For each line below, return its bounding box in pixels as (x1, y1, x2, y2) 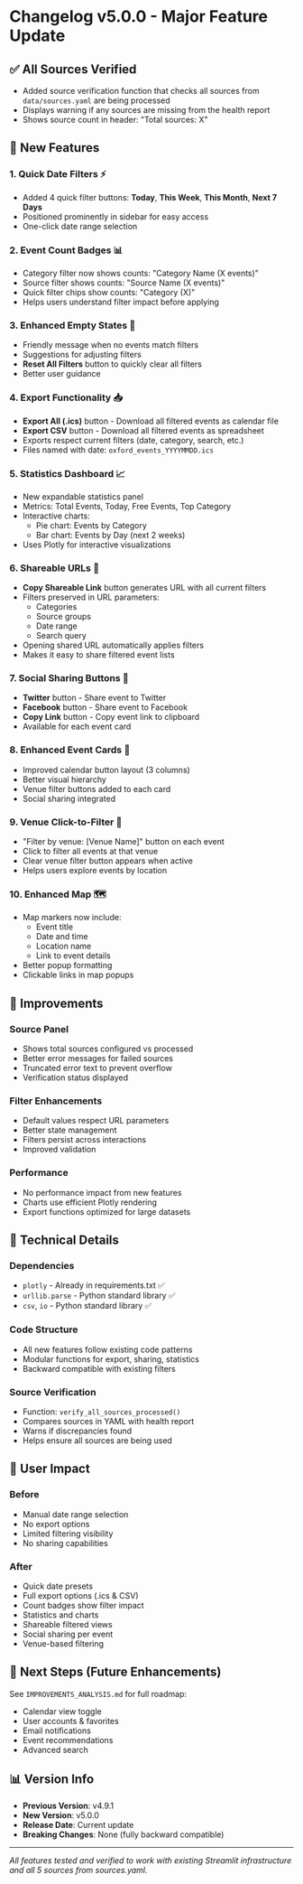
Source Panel (9, 1022, 69, 1035)
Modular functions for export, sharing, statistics (22, 1353, 200, 1365)
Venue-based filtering (22, 1637, 105, 1649)
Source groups (35, 611, 92, 622)
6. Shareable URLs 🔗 (9, 562, 100, 574)
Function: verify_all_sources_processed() (22, 1406, 181, 1417)
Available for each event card (22, 721, 132, 732)
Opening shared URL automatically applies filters (22, 639, 205, 651)
